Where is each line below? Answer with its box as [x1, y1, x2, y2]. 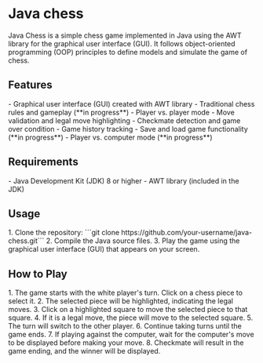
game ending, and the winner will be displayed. [8, 347, 161, 356]
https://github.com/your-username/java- [121, 228, 253, 238]
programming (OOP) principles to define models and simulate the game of [8, 47, 248, 56]
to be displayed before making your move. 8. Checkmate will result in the [8, 338, 244, 347]
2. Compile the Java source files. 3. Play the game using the [46, 236, 240, 245]
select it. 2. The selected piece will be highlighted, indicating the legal [8, 296, 234, 306]
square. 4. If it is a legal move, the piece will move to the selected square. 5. [8, 313, 254, 322]
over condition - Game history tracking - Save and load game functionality [8, 124, 249, 133]
